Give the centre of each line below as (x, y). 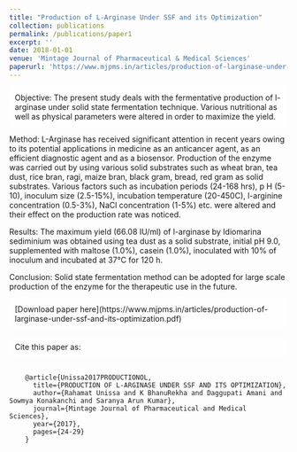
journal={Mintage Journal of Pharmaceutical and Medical (140, 409)
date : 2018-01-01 (41, 51)
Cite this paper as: (48, 347)
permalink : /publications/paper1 (71, 34)
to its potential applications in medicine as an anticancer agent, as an (135, 148)
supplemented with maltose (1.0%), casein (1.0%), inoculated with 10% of (143, 250)
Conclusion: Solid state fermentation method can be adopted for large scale (147, 277)
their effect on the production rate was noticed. (95, 214)
